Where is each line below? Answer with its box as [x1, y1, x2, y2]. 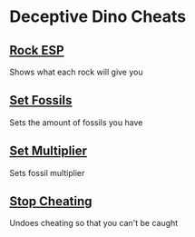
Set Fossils [9, 93, 73, 108]
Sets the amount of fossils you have [9, 116, 143, 128]
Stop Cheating [9, 193, 93, 210]
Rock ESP [9, 43, 65, 58]
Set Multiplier [9, 143, 88, 159]
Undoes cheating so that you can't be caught [9, 218, 179, 229]
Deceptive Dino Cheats [9, 6, 187, 27]
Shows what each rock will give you [9, 66, 143, 77]
